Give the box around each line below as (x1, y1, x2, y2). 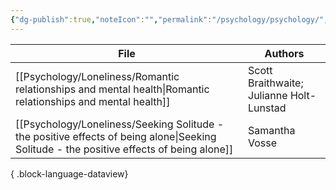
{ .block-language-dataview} (10, 167, 129, 180)
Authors (264, 46, 305, 60)
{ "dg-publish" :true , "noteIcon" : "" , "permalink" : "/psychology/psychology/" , (10, 14, 329, 25)
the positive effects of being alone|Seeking (15, 129, 217, 143)
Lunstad (248, 101, 287, 115)
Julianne (248, 88, 288, 102)
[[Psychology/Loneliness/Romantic (15, 69, 180, 83)
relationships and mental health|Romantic (15, 82, 210, 96)
